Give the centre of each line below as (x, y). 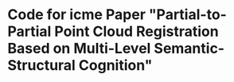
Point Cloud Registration (137, 31)
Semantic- (189, 49)
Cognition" (115, 66)
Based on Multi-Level (79, 49)
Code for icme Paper (77, 15)
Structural (42, 66)
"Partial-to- (188, 15)
